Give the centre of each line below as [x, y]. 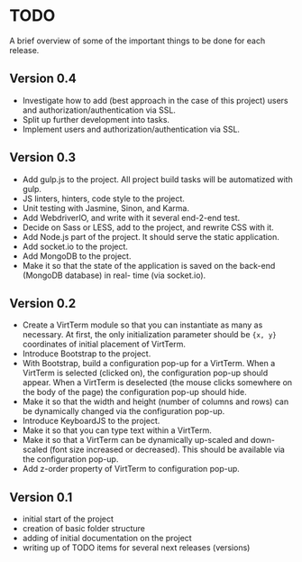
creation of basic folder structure [84, 529]
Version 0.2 [43, 303]
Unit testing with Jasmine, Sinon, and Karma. [105, 207]
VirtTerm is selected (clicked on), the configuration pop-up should [145, 373]
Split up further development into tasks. [96, 119]
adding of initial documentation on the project [107, 539]
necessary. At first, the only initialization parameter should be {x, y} [149, 335]
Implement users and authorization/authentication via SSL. [131, 129]
